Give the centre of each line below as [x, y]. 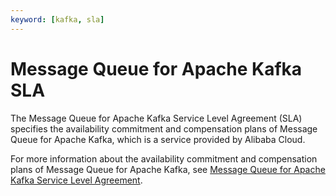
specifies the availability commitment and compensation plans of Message [164, 128]
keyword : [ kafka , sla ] [57, 19]
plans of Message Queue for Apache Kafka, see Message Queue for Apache [168, 169]
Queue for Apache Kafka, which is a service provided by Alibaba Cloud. [158, 139]
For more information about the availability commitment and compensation [164, 158]
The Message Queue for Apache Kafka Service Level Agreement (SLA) [156, 118]
